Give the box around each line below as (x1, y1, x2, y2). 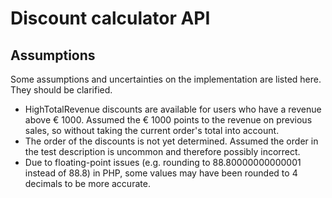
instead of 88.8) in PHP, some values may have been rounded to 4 (24, 167, 298, 179)
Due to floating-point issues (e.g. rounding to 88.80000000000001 (24, 157, 302, 168)
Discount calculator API (10, 7, 211, 30)
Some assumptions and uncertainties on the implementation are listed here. (10, 73, 322, 85)
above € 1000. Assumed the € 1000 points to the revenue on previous (24, 114, 313, 126)
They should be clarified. (10, 84, 113, 96)
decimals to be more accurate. (24, 178, 151, 189)
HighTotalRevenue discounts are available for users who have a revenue (24, 103, 322, 115)
